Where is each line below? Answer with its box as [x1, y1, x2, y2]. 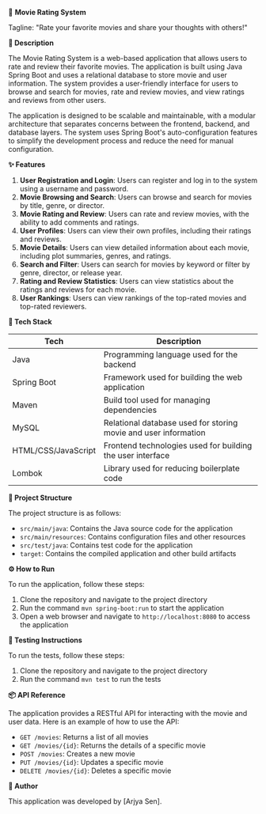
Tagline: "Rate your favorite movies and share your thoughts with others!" [8, 23, 248, 32]
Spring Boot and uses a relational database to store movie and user [8, 70, 228, 79]
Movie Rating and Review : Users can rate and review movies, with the [19, 210, 249, 218]
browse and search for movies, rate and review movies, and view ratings [8, 87, 245, 97]
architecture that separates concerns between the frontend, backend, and [8, 119, 250, 128]
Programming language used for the [103, 349, 238, 360]
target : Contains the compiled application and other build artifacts [19, 549, 237, 558]
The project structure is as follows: [8, 509, 121, 517]
